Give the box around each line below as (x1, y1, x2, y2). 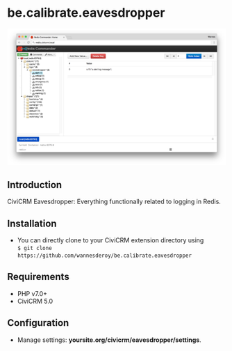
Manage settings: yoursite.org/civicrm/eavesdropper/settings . (17, 336, 201, 344)
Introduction (7, 179, 63, 191)
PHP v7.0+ (17, 289, 47, 297)
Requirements (7, 271, 69, 283)
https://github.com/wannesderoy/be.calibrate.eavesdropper (17, 252, 192, 259)
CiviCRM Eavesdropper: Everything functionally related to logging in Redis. (7, 197, 221, 206)
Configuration (7, 317, 69, 329)
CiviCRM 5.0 (17, 297, 53, 305)
